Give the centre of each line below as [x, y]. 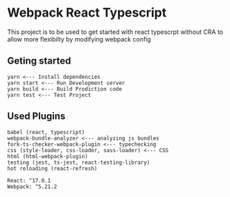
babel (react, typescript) [46, 132]
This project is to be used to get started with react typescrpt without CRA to [115, 32]
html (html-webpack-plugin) [48, 156]
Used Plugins [36, 116]
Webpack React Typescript [87, 13]
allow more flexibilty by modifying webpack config [79, 39]
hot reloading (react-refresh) [52, 168]
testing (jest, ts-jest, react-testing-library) [79, 162]
